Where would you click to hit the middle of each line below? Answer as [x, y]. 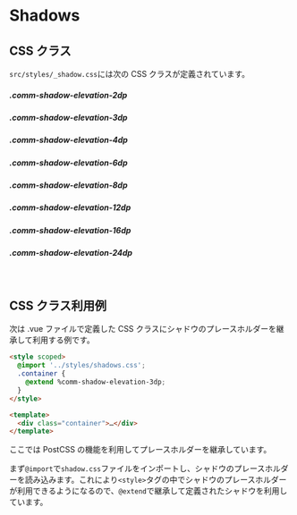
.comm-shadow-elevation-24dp [71, 253]
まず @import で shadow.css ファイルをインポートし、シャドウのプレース [137, 469]
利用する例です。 [64, 340]
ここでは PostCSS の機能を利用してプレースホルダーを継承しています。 [140, 450]
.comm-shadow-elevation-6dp [68, 163]
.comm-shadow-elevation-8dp [68, 185]
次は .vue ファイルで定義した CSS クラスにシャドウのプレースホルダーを [143, 329]
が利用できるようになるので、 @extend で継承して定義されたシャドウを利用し [148, 491]
